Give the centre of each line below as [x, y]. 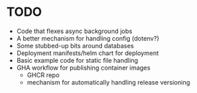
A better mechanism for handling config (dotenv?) [88, 38]
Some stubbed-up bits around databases [75, 45]
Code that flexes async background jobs [74, 31]
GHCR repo [43, 75]
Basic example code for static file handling [77, 60]
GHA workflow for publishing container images [83, 68]
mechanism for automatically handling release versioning [109, 82]
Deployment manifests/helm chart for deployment [87, 53]
